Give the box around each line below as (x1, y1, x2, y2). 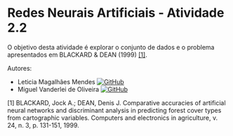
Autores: (7, 64, 32, 72)
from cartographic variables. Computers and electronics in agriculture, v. (7, 114, 218, 122)
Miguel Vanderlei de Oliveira (17, 85, 100, 93)
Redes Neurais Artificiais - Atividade (7, 5, 225, 21)
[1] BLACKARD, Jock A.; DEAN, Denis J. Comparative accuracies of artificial (7, 98, 226, 107)
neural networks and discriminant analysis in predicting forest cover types (7, 106, 222, 114)
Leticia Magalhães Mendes (17, 77, 96, 86)
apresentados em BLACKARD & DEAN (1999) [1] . (7, 50, 147, 59)
